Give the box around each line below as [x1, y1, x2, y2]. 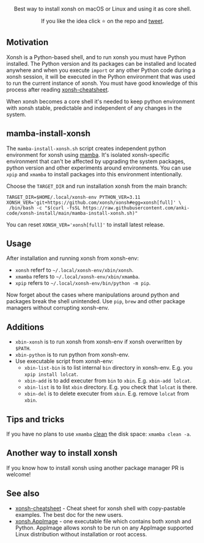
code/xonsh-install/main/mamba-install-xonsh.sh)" [6, 210, 138, 216]
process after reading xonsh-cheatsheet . [6, 85, 109, 93]
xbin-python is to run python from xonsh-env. [15, 351, 130, 359]
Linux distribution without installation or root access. [15, 530, 147, 538]
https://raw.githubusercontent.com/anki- [82, 204, 190, 211]
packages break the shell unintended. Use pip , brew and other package [6, 298, 185, 305]
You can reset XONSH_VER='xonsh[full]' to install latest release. [6, 221, 165, 228]
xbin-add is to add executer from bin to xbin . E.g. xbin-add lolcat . [24, 377, 192, 384]
